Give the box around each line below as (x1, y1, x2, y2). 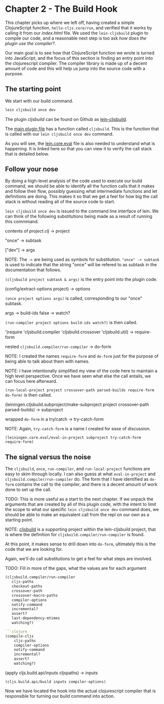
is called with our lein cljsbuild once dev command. (5, 131, 114, 137)
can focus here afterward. (5, 378, 58, 384)
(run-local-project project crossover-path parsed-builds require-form (5, 388, 154, 393)
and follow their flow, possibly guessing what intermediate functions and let (5, 188, 158, 194)
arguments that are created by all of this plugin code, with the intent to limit (5, 501, 157, 507)
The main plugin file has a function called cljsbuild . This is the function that (5, 126, 159, 132)
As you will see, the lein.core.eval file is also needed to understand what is (5, 141, 155, 146)
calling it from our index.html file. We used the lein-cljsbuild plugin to (5, 30, 148, 36)
